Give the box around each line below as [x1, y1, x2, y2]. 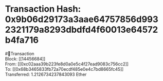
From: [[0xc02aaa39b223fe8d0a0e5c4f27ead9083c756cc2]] [5, 61, 129, 67]
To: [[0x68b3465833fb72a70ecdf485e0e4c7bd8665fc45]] [5, 66, 124, 72]
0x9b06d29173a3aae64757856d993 [5, 14, 159, 25]
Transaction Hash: [5, 3, 81, 15]
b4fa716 [5, 35, 39, 46]
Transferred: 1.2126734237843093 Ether [5, 71, 87, 77]
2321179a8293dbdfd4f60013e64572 [5, 24, 158, 35]
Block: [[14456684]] [5, 56, 46, 61]
